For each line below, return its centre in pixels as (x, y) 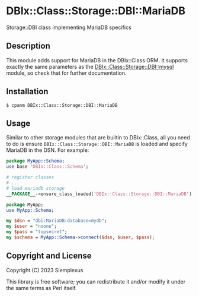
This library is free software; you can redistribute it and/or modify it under (96, 281)
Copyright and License (49, 256)
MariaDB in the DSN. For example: (48, 150)
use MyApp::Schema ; (30, 210)
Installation (27, 92)
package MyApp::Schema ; (36, 161)
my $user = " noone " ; (32, 227)
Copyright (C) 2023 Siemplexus (45, 270)
